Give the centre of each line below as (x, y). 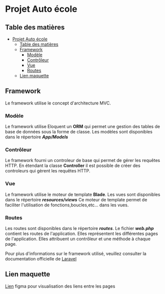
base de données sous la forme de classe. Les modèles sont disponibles (79, 132)
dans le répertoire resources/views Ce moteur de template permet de (76, 199)
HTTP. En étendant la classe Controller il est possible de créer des (73, 165)
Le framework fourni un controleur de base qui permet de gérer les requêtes (82, 161)
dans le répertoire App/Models (37, 137)
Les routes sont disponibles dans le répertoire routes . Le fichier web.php (80, 228)
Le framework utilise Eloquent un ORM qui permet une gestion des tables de (82, 127)
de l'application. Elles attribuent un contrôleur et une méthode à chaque (78, 239)
